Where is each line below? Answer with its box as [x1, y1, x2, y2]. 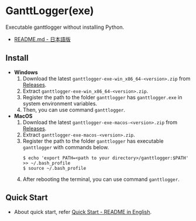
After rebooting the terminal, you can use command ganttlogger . [22, 175, 180, 183]
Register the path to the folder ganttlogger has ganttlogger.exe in [22, 93, 183, 101]
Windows [13, 69, 38, 76]
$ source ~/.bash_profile [22, 165, 86, 171]
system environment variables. [22, 100, 97, 107]
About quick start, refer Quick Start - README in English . [13, 208, 152, 215]
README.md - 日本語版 [13, 35, 71, 42]
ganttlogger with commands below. [22, 143, 109, 150]
